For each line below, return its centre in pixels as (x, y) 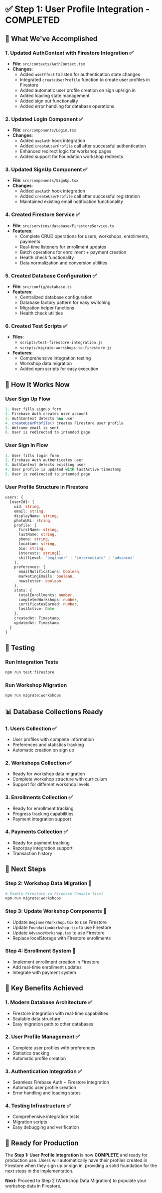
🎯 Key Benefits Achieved (44, 988)
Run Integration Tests (32, 662)
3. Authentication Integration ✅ (44, 1071)
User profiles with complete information (53, 739)
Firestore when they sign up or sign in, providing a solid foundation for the (81, 1165)
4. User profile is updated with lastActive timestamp (63, 469)
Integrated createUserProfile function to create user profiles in (85, 79)
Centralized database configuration (56, 297)
